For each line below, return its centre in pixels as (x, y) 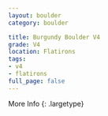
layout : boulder (35, 15)
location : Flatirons (42, 52)
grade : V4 (24, 44)
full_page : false (37, 81)
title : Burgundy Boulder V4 (54, 37)
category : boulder (38, 23)
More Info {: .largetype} (46, 103)
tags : (17, 59)
